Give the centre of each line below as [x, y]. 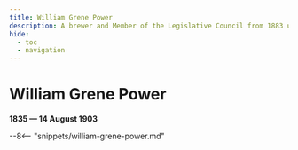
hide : [19, 34]
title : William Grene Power [61, 17]
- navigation [41, 51]
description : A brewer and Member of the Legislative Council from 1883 [146, 26]
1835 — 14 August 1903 [53, 119]
